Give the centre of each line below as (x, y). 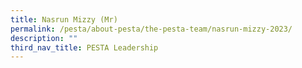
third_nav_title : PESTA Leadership (84, 47)
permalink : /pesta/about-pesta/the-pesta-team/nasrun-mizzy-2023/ (151, 29)
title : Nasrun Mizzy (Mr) (64, 19)
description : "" (44, 38)
